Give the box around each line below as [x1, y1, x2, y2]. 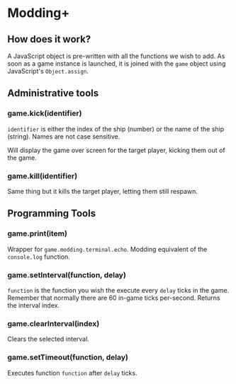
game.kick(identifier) [7, 108, 82, 118]
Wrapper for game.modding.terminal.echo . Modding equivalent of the [7, 245, 208, 253]
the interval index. [7, 301, 60, 309]
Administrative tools [7, 87, 99, 100]
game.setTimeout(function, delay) [7, 352, 129, 362]
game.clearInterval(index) [7, 318, 100, 328]
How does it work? [7, 33, 91, 45]
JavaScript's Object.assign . [7, 67, 89, 75]
